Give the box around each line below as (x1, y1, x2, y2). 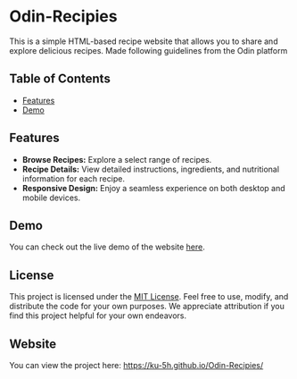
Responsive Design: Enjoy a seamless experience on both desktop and (21, 182, 285, 193)
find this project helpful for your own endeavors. (9, 310, 187, 321)
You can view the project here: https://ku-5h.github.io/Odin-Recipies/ (9, 360, 264, 370)
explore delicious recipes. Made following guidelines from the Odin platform (9, 45, 288, 55)
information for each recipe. (21, 173, 125, 184)
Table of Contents (9, 72, 111, 87)
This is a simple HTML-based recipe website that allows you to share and (9, 36, 278, 46)
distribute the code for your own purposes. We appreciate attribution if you (9, 301, 285, 312)
